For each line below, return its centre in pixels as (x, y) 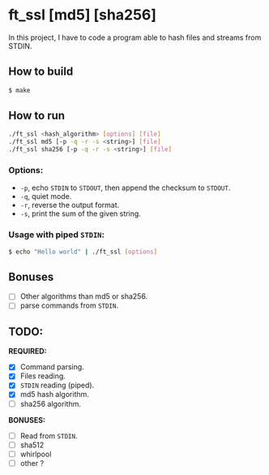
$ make (19, 90)
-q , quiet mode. (46, 196)
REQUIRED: (28, 352)
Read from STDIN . (49, 435)
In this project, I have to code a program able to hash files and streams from (135, 37)
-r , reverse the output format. (70, 205)
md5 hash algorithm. (54, 395)
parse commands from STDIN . (69, 305)
